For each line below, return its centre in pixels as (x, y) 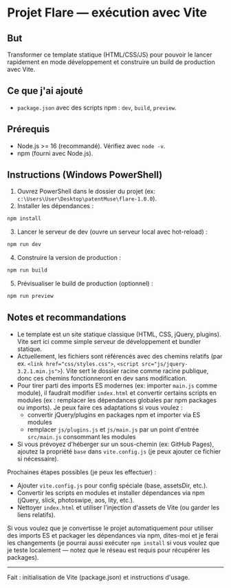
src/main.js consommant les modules (81, 436)
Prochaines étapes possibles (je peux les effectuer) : (82, 472)
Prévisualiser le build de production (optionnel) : (85, 283)
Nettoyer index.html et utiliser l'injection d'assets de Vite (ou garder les (118, 507)
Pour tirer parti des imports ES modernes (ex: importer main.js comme (117, 385)
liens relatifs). (36, 514)
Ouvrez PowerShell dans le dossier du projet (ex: (86, 192)
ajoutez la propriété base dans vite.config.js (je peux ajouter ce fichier (119, 451)
